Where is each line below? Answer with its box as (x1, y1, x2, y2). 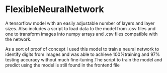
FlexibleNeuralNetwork (5, 4, 104, 15)
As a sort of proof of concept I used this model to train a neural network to (5, 46, 159, 52)
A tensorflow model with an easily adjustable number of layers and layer (5, 20, 155, 26)
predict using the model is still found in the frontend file (5, 62, 120, 68)
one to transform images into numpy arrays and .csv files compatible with (5, 31, 158, 37)
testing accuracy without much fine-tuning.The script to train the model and (5, 56, 162, 62)
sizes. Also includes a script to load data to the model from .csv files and (5, 25, 156, 31)
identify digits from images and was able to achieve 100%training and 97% (5, 51, 160, 57)
